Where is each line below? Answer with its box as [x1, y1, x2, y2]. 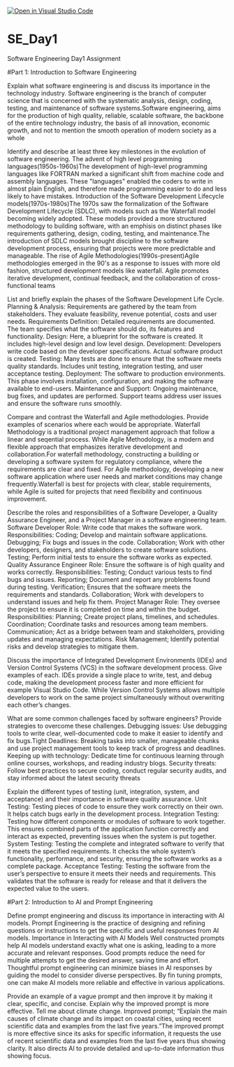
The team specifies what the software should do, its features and [7, 325, 194, 333]
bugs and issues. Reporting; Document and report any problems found [7, 575, 211, 583]
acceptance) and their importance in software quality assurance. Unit [7, 794, 207, 803]
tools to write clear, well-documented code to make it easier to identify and [7, 729, 224, 738]
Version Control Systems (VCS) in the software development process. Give [7, 663, 222, 672]
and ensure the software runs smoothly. [7, 399, 122, 407]
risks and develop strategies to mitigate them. [7, 642, 139, 651]
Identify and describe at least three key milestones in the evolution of [7, 147, 206, 156]
